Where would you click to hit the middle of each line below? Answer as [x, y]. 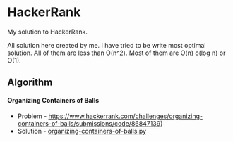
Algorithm [30, 83]
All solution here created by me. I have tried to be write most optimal [107, 45]
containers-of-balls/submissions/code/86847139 [89, 123]
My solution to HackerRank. [48, 32]
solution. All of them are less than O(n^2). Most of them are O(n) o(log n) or [116, 53]
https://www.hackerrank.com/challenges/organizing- [126, 116]
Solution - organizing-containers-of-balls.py [82, 131]
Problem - [32, 116]
